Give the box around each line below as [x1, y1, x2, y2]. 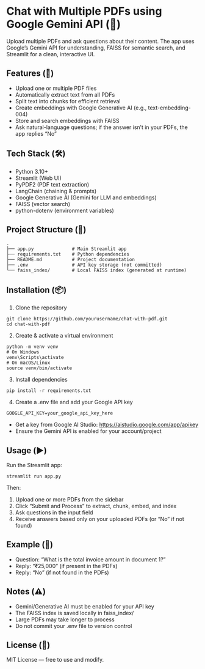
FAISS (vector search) [15, 200, 70, 207]
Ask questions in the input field [15, 509, 93, 516]
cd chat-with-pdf [6, 321, 51, 328]
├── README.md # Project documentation [6, 257, 135, 263]
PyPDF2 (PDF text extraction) [15, 180, 90, 188]
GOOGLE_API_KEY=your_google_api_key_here [6, 410, 113, 416]
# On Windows [6, 349, 40, 355]
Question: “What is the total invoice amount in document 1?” [15, 555, 166, 563]
